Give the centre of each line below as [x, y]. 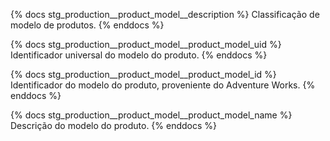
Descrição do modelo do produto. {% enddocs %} [114, 125]
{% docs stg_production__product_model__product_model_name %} [151, 115]
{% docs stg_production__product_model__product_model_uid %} [146, 44]
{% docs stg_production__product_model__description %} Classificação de [165, 14]
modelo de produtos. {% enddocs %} [87, 25]
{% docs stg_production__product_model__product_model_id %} [143, 74]
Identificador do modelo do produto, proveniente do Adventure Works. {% [163, 85]
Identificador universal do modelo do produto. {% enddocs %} [139, 55]
